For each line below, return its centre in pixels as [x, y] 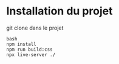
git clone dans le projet [35, 28]
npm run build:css [29, 50]
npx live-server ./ [31, 55]
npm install [21, 44]
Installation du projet [59, 11]
